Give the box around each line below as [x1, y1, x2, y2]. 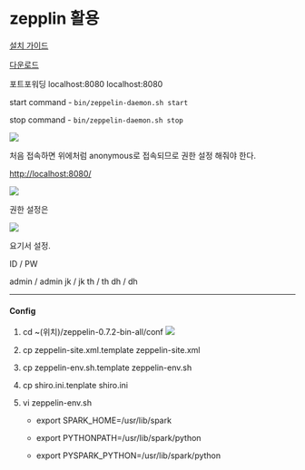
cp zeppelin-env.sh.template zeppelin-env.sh [22, 362, 192, 373]
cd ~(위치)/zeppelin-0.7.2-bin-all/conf [22, 327, 163, 338]
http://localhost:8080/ [9, 168, 93, 179]
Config [9, 305, 36, 316]
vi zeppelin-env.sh [22, 397, 93, 408]
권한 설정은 [9, 203, 49, 214]
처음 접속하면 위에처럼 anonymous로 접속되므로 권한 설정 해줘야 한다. [9, 150, 257, 161]
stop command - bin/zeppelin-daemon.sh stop [9, 114, 183, 125]
